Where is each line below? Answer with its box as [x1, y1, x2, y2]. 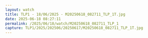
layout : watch [5, 7, 35, 12]
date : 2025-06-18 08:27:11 [5, 16, 61, 21]
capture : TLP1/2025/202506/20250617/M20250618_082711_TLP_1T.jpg [5, 26, 143, 31]
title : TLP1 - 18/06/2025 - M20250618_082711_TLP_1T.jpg [5, 12, 126, 17]
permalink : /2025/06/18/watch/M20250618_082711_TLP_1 [5, 21, 119, 26]
